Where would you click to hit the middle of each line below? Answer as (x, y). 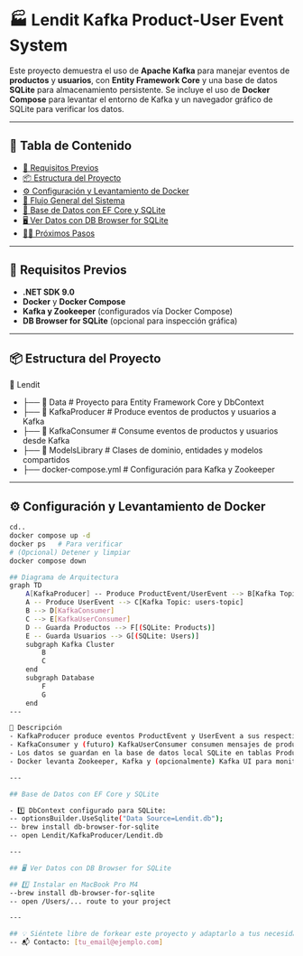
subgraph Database (60, 678)
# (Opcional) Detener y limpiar (70, 552)
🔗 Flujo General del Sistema (73, 200)
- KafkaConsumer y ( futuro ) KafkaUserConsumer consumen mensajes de (141, 745)
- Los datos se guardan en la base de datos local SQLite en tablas (141, 754)
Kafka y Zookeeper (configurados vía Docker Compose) (127, 311)
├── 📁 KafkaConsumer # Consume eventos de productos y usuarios (150, 431)
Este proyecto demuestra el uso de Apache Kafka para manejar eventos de (150, 70)
